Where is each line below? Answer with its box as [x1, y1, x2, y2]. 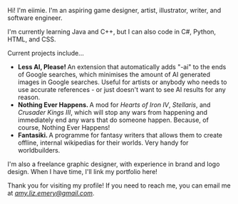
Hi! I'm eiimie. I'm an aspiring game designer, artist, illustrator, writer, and [7, 6, 222, 14]
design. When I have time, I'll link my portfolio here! [7, 168, 158, 175]
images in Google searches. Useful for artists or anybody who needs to [17, 78, 227, 86]
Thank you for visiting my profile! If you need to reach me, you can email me [7, 181, 232, 190]
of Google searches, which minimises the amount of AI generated [17, 71, 211, 78]
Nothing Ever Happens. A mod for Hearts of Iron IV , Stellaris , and [17, 101, 211, 109]
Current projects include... [7, 49, 84, 57]
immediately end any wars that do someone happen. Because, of [17, 116, 209, 124]
